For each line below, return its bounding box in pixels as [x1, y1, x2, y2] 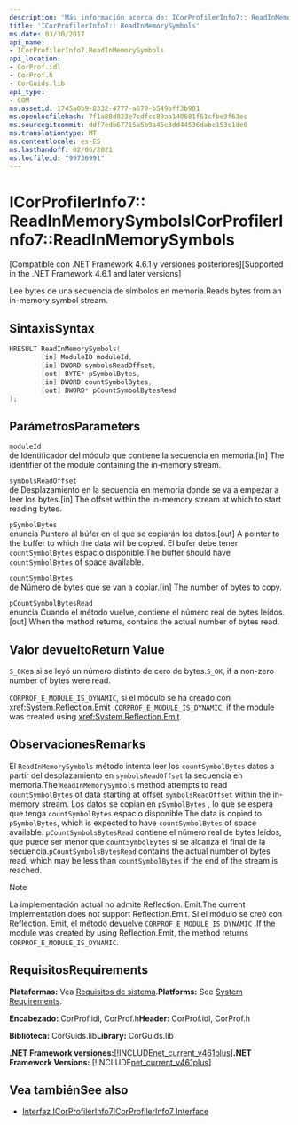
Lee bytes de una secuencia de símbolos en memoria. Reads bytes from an [9, 285, 282, 296]
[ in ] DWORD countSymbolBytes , [41, 377, 153, 387]
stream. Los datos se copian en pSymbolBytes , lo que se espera [41, 798, 273, 809]
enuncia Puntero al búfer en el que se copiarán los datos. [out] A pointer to [9, 528, 280, 539]
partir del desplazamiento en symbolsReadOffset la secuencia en [9, 770, 243, 781]
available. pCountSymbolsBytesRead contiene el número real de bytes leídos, [9, 826, 282, 837]
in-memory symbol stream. [9, 295, 108, 306]
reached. [9, 864, 43, 875]
